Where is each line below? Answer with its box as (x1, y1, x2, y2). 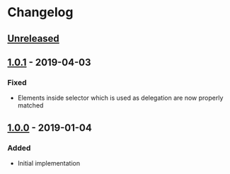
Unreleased (7, 33, 60, 45)
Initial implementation (17, 158, 81, 167)
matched (17, 101, 44, 110)
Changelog (7, 4, 74, 21)
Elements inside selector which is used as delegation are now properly (17, 93, 224, 103)
